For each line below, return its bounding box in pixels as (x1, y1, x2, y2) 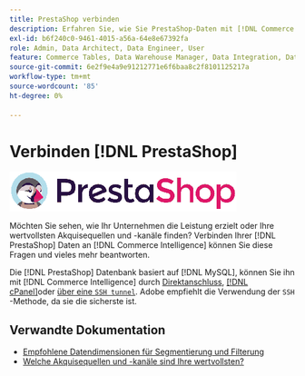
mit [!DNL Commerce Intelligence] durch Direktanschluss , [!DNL (9, 277, 249, 288)
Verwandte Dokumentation (9, 322, 166, 338)
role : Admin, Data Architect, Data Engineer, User (9, 44, 205, 53)
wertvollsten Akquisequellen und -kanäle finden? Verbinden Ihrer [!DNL (9, 230, 277, 241)
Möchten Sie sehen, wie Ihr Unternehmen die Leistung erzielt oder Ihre (9, 221, 275, 232)
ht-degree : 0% (9, 91, 64, 100)
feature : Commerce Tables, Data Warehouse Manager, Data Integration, (9, 53, 282, 63)
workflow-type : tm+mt (9, 73, 92, 82)
